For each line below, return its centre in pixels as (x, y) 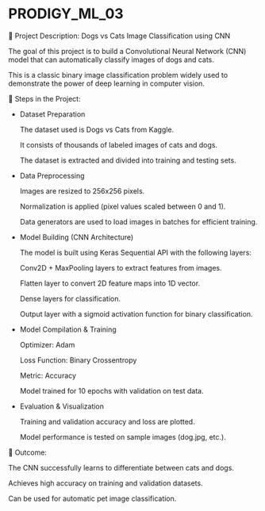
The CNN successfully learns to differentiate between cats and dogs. (121, 467)
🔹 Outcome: (28, 452)
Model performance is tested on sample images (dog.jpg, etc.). (123, 436)
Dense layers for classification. (70, 298)
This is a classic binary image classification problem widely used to (118, 75)
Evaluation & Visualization (62, 406)
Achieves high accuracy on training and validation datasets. (106, 483)
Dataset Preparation (52, 114)
